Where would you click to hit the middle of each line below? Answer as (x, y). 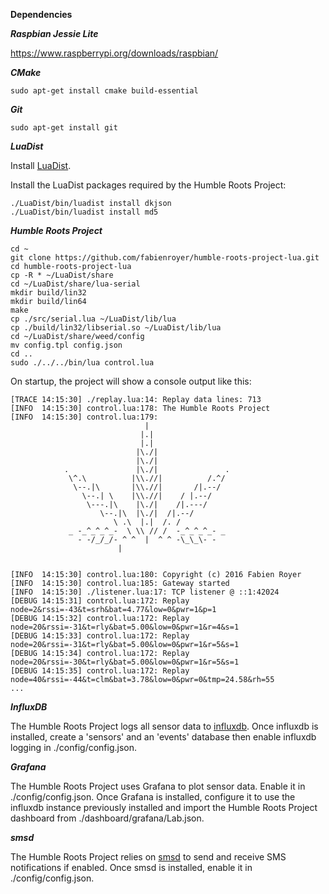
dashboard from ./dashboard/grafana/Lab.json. (107, 818)
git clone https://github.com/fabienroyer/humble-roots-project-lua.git (165, 258)
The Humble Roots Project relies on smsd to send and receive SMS (148, 857)
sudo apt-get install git (64, 128)
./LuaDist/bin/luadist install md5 (84, 212)
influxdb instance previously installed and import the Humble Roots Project (164, 807)
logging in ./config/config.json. (74, 747)
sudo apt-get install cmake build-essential (104, 91)
